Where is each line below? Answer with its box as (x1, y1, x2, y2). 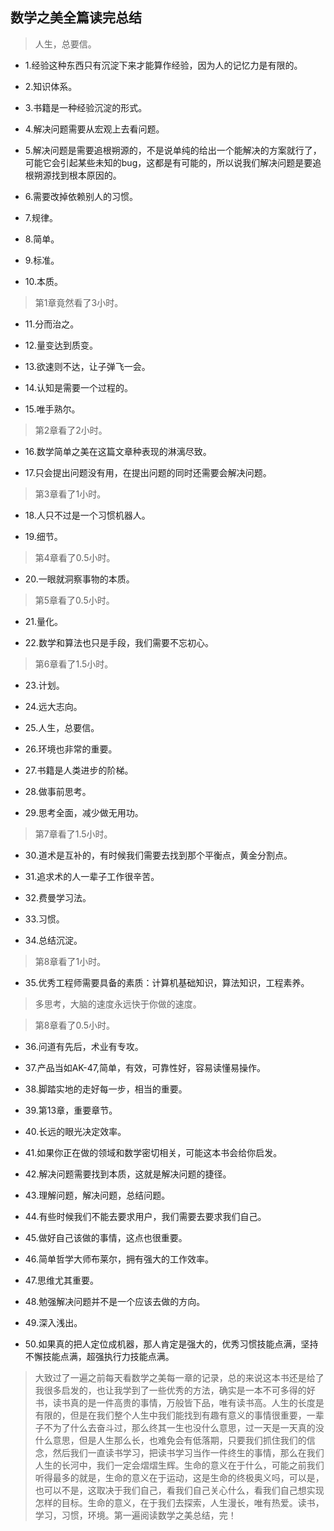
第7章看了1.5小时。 (34, 828, 113, 840)
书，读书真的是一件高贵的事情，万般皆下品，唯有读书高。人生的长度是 (34, 1396, 325, 1408)
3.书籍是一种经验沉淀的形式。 (24, 101, 148, 113)
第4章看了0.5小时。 (34, 551, 116, 563)
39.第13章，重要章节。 (24, 1104, 118, 1116)
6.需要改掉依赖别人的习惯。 (24, 190, 139, 202)
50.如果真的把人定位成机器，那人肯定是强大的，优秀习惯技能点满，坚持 (24, 1338, 319, 1350)
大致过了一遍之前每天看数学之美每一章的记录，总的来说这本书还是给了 (34, 1371, 325, 1383)
